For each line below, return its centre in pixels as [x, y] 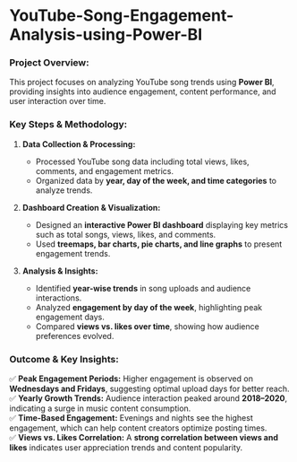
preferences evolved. [75, 336]
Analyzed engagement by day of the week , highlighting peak [149, 307]
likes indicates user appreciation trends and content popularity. [126, 448]
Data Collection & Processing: [79, 144]
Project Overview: [49, 63]
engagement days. [70, 317]
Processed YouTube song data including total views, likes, [142, 161]
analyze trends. [64, 190]
